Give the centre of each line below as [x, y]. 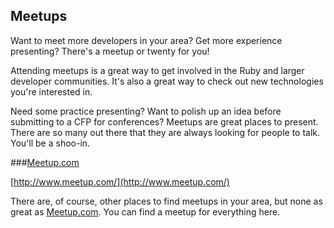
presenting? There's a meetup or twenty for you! [110, 51]
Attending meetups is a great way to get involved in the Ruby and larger [157, 70]
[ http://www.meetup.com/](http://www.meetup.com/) [120, 181]
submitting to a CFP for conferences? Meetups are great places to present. [164, 121]
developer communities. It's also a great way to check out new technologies [167, 81]
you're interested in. [51, 91]
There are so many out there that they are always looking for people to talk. [165, 132]
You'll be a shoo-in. [50, 143]
